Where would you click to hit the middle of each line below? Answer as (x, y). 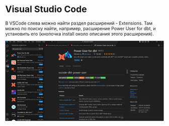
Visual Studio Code (46, 9)
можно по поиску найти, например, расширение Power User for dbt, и (80, 28)
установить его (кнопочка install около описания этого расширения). (80, 34)
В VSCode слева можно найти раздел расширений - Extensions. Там (79, 23)
